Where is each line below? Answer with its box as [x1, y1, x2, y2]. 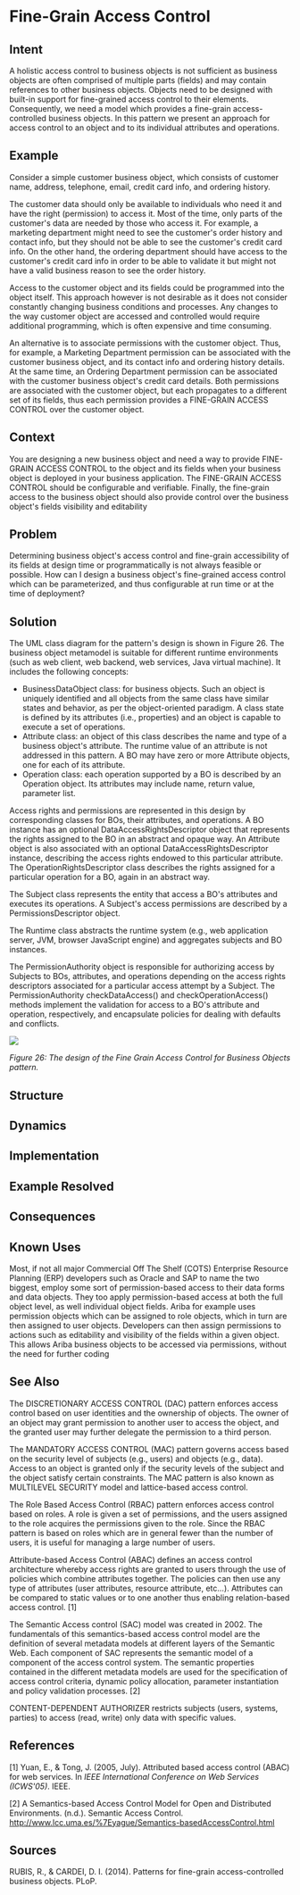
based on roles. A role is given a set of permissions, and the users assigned [9, 1509, 287, 1519]
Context [9, 430, 55, 445]
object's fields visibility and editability [9, 501, 147, 511]
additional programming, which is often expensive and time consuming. [9, 320, 272, 331]
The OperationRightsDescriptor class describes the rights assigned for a [9, 862, 275, 873]
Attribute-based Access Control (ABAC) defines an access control [9, 1554, 253, 1565]
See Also [9, 1375, 60, 1390]
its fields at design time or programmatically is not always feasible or [9, 560, 262, 570]
